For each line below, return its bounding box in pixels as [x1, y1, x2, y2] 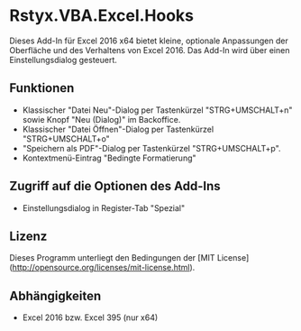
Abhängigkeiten [9, 288, 102, 303]
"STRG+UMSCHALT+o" [22, 133, 110, 144]
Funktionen [9, 80, 75, 96]
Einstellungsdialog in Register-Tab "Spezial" [22, 202, 186, 213]
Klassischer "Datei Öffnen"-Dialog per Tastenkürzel [22, 124, 214, 134]
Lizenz [9, 228, 48, 244]
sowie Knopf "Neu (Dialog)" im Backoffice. [22, 114, 181, 124]
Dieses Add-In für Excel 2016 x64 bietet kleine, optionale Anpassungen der [9, 35, 288, 46]
